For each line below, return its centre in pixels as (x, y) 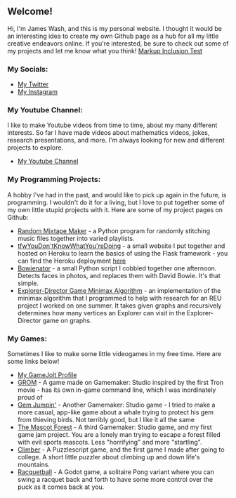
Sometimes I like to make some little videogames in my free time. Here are (114, 354)
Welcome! (30, 12)
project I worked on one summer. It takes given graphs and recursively (119, 306)
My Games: (27, 339)
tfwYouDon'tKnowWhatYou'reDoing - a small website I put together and (121, 246)
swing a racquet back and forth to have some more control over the (115, 479)
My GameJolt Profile (47, 375)
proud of (30, 397)
